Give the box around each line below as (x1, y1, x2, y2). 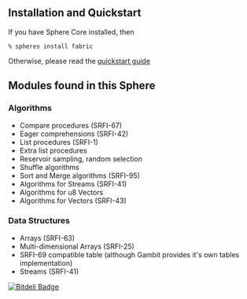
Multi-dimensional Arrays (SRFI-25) (19, 242, 135, 251)
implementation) (19, 258, 73, 268)
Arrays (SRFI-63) (19, 233, 76, 242)
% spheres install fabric (8, 42, 93, 50)
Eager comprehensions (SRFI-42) (19, 129, 129, 138)
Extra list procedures (19, 146, 88, 155)
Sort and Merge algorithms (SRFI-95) (19, 171, 140, 180)
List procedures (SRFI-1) (19, 137, 98, 146)
